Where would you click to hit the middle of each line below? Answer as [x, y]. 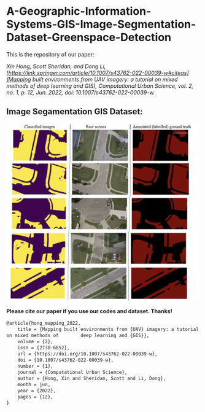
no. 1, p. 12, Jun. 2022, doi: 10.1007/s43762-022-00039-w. [81, 92]
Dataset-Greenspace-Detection [89, 37]
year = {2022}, [37, 391]
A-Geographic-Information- [79, 11]
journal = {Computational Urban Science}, [72, 373]
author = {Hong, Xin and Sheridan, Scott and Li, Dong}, [92, 379]
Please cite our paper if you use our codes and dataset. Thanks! [90, 311]
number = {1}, [35, 367]
